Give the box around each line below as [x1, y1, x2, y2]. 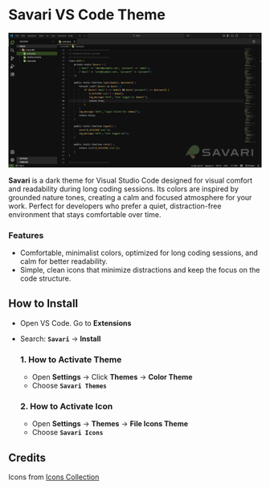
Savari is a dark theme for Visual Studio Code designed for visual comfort [8, 175, 253, 185]
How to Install [8, 297, 79, 310]
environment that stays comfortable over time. [8, 209, 162, 219]
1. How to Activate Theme [19, 354, 122, 365]
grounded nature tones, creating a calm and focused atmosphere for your [8, 192, 252, 202]
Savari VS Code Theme [8, 6, 166, 24]
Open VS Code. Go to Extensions [19, 318, 132, 327]
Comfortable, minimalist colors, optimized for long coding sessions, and [19, 248, 259, 257]
